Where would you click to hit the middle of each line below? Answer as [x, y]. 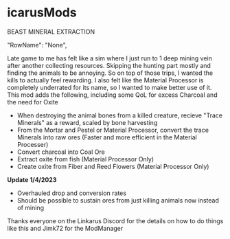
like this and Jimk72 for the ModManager [65, 228]
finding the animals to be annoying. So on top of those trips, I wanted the [110, 73]
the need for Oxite [33, 102]
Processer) [33, 144]
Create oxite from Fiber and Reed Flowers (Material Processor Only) [113, 166]
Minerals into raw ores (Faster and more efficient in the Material [107, 137]
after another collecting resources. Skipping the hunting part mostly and [109, 65]
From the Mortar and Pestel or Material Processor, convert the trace [113, 130]
